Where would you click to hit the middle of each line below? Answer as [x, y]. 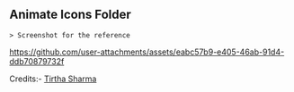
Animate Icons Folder [71, 15]
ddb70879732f [37, 61]
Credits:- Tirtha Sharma [53, 79]
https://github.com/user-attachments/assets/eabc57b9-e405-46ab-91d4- [147, 52]
